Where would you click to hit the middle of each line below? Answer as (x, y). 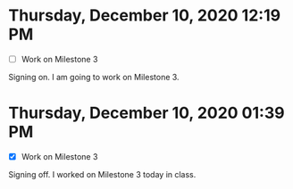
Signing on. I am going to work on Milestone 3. (94, 77)
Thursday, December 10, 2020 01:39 (146, 113)
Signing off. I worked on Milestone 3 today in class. (102, 174)
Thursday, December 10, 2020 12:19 (145, 16)
